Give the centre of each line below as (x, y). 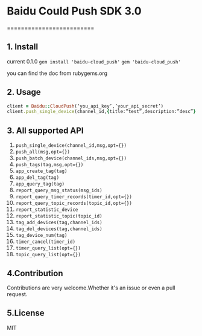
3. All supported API (45, 130)
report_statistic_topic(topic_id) (59, 216)
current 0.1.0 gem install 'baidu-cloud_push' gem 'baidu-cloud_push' (94, 61)
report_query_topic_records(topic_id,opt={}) (74, 204)
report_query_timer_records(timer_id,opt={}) (74, 197)
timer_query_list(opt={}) (48, 248)
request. (17, 294)
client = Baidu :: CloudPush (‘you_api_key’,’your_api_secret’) (85, 106)
